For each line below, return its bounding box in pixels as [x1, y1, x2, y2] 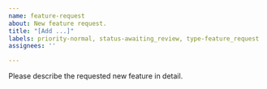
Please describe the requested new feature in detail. [8, 71, 183, 81]
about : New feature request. [8, 19, 107, 28]
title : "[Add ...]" [8, 27, 75, 35]
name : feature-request [8, 11, 85, 20]
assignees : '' [8, 42, 57, 50]
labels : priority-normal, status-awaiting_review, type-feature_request [8, 34, 260, 43]
